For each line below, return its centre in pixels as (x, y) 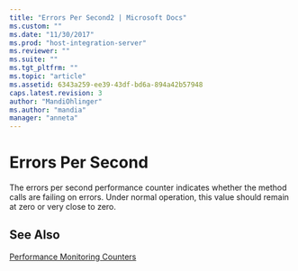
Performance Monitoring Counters (73, 257)
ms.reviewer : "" (40, 51)
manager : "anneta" (44, 118)
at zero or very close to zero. (63, 207)
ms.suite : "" (34, 59)
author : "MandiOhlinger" (56, 101)
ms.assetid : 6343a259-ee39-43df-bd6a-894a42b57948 (106, 85)
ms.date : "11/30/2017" (52, 34)
